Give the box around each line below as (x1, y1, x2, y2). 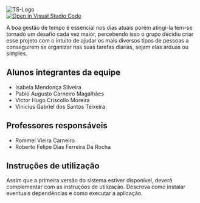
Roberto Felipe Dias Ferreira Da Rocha (15, 143, 111, 150)
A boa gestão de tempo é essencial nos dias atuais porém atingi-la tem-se (6, 24, 193, 31)
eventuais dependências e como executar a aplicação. (6, 190, 143, 197)
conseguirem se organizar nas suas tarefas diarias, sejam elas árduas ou (6, 43, 189, 50)
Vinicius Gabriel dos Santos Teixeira (15, 103, 105, 110)
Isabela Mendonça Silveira (15, 83, 82, 91)
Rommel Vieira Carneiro (15, 137, 75, 144)
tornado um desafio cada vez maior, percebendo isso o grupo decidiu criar (6, 30, 194, 38)
